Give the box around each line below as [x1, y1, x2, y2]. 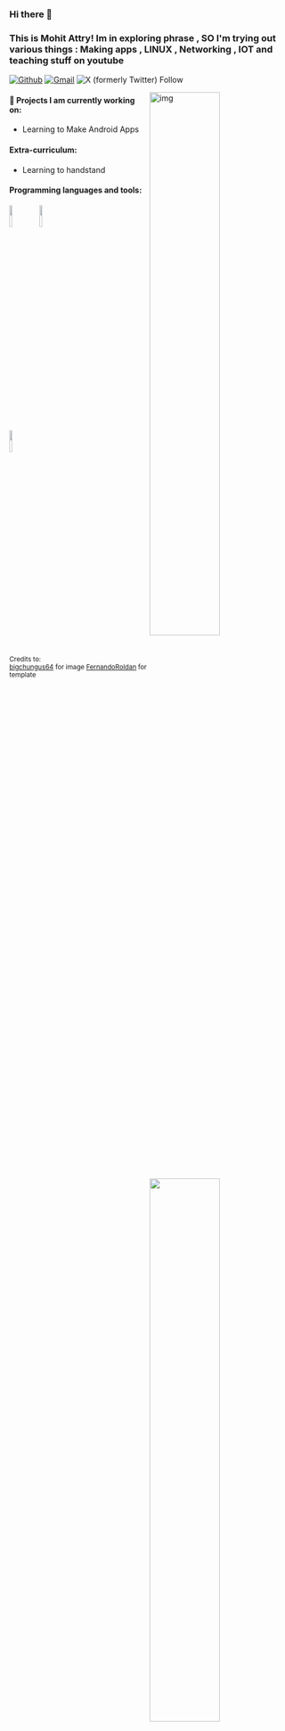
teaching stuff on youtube [9, 53, 125, 66]
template [9, 670, 37, 679]
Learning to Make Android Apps [21, 124, 140, 135]
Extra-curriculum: [9, 144, 77, 155]
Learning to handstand [21, 164, 106, 175]
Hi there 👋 [9, 8, 53, 21]
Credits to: [9, 654, 42, 663]
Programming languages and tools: [9, 185, 142, 195]
